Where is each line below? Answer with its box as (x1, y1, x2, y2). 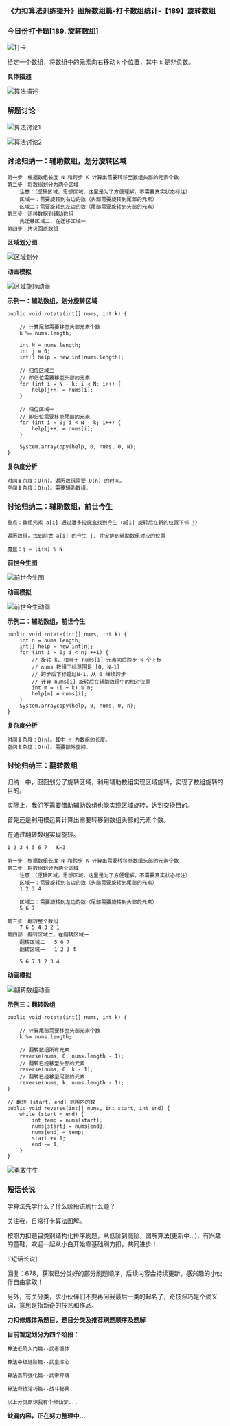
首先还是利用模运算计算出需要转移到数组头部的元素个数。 (7, 816, 170, 824)
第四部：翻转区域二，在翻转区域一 (7, 932, 89, 939)
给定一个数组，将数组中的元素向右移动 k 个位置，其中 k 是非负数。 (7, 58, 195, 66)
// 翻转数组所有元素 (19, 1047, 70, 1054)
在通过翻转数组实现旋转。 (7, 830, 80, 839)
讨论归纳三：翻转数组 (7, 761, 78, 770)
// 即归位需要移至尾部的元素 (19, 413, 91, 420)
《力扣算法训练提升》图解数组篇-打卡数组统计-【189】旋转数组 (7, 6, 216, 15)
